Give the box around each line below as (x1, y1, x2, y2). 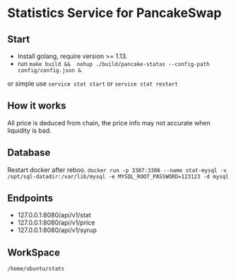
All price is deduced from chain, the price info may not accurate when (7, 118, 211, 127)
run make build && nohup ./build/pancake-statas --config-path (17, 59, 210, 68)
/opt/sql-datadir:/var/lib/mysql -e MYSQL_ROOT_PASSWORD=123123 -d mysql (7, 173, 230, 180)
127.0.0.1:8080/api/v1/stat (17, 211, 92, 220)
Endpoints (7, 193, 54, 205)
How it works (7, 100, 66, 112)
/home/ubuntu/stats (7, 266, 65, 273)
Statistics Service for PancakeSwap (7, 5, 222, 21)
